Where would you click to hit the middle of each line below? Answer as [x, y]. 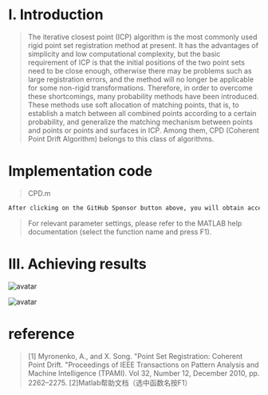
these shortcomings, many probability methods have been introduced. [143, 96]
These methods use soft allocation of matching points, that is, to [133, 105]
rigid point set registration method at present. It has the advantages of [143, 45]
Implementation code [81, 172]
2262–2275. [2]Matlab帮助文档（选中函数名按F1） [110, 382]
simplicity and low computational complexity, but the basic [124, 54]
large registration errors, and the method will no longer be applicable [140, 79]
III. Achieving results [78, 263]
